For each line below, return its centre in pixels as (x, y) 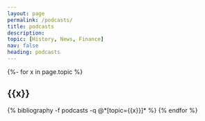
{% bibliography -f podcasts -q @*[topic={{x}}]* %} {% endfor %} (102, 110)
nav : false (23, 46)
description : (26, 33)
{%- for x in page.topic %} (45, 72)
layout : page (26, 13)
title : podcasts (31, 26)
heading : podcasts (34, 53)
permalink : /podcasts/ (40, 20)
